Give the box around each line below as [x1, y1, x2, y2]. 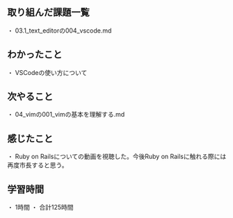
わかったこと [7, 49, 63, 60]
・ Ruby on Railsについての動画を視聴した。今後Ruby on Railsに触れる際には [7, 152, 227, 161]
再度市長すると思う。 [7, 161, 68, 169]
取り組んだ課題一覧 [7, 6, 90, 19]
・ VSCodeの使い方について [7, 68, 88, 76]
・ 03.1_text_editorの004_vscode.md [7, 26, 112, 35]
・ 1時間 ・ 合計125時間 [7, 203, 74, 212]
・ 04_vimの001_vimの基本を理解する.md [7, 110, 125, 119]
